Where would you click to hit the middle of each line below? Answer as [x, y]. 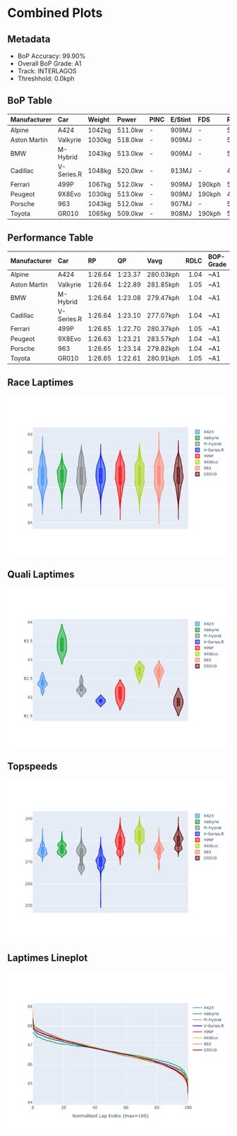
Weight [99, 120]
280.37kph [163, 329]
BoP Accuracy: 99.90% [51, 56]
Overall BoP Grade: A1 [49, 64]
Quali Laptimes [41, 574]
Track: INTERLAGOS [47, 71]
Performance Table [50, 238]
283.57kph [163, 339]
